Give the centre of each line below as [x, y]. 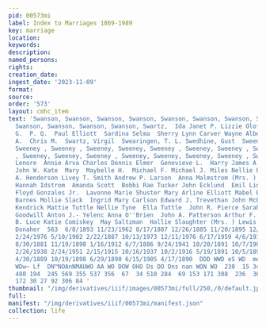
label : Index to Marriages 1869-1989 [70, 23]
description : [30, 52]
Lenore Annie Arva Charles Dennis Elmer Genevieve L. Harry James [132, 163]
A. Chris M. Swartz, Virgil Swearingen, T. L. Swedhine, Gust [125, 141]
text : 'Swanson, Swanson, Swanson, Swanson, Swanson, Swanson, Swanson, [131, 119]
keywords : [25, 45]
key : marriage [32, 30]
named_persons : [33, 60]
